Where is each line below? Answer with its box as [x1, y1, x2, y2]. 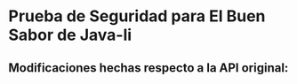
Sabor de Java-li [8, 25, 132, 45]
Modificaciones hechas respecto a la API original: [8, 60, 289, 75]
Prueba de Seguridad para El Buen [8, 6, 266, 27]
